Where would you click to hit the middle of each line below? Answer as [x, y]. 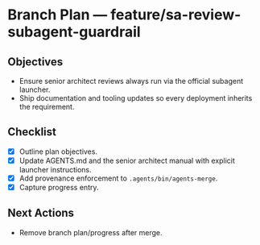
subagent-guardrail [74, 32]
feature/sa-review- [176, 15]
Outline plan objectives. [58, 152]
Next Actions [41, 213]
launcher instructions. [55, 169]
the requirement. [47, 107]
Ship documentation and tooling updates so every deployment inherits [136, 98]
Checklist [32, 132]
